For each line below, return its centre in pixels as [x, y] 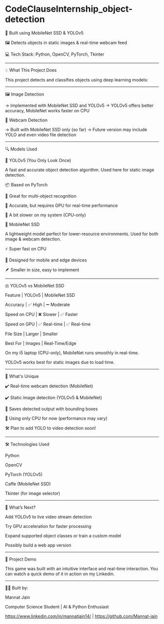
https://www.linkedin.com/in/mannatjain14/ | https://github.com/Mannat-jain [81, 616]
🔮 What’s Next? [20, 507]
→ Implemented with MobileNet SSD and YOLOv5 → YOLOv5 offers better [79, 105]
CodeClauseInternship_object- [69, 9]
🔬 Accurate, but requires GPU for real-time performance [61, 205]
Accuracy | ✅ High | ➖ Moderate [38, 304]
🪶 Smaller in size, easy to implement [42, 270]
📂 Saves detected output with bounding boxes [51, 409]
